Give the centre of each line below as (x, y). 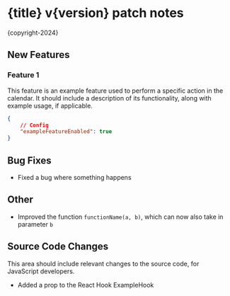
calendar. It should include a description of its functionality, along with (110, 98)
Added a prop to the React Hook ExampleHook (86, 285)
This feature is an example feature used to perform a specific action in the (115, 91)
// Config (35, 125)
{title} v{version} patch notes (96, 13)
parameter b (35, 224)
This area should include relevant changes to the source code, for (103, 263)
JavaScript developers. (41, 271)
